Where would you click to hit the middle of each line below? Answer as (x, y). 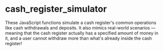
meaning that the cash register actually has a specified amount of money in (82, 33)
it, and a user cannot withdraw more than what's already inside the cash (79, 38)
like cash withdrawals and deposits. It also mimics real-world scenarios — (80, 27)
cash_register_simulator (56, 9)
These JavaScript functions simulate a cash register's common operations (81, 23)
